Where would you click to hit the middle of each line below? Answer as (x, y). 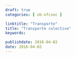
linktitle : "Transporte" (31, 24)
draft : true (18, 10)
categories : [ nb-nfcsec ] (34, 15)
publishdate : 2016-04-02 (31, 42)
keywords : (16, 33)
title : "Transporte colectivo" (38, 28)
